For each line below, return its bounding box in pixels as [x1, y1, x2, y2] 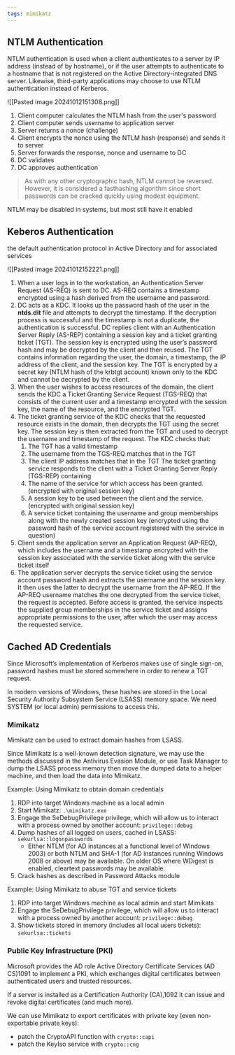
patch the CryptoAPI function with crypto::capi [17, 1032, 155, 1040]
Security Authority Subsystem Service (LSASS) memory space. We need [7, 695, 217, 703]
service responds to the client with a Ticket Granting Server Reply [27, 464, 218, 473]
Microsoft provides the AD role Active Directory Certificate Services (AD [7, 962, 215, 970]
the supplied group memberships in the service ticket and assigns [17, 605, 208, 614]
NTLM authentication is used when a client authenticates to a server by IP [7, 55, 220, 63]
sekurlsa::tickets [17, 930, 71, 937]
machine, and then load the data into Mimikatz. [7, 772, 143, 780]
